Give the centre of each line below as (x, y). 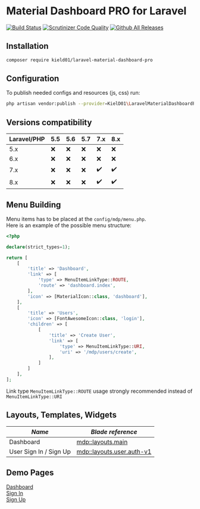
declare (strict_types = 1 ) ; (38, 247)
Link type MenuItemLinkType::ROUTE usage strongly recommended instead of (99, 391)
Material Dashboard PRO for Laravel (96, 11)
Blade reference (114, 432)
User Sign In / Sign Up (40, 451)
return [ (17, 257)
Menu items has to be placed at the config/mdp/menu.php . (76, 219)
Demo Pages (30, 473)
